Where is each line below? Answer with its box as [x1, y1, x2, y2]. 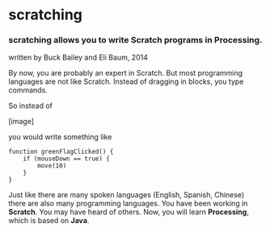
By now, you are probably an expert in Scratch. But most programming [8, 68, 243, 78]
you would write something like [8, 132, 112, 142]
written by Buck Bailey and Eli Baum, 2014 [8, 52, 148, 62]
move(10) [37, 162, 67, 170]
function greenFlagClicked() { [8, 147, 114, 156]
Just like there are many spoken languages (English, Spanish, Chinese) [8, 190, 245, 200]
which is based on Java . [8, 216, 90, 226]
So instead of [8, 101, 53, 110]
